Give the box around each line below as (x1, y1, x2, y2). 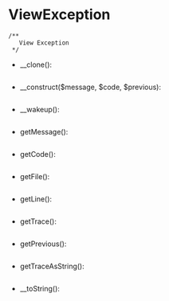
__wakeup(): (19, 104, 60, 114)
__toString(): (19, 283, 60, 293)
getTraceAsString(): (19, 261, 85, 271)
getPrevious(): (19, 239, 67, 248)
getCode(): (19, 149, 56, 158)
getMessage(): (19, 127, 69, 136)
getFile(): (19, 171, 50, 181)
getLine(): (19, 193, 53, 204)
